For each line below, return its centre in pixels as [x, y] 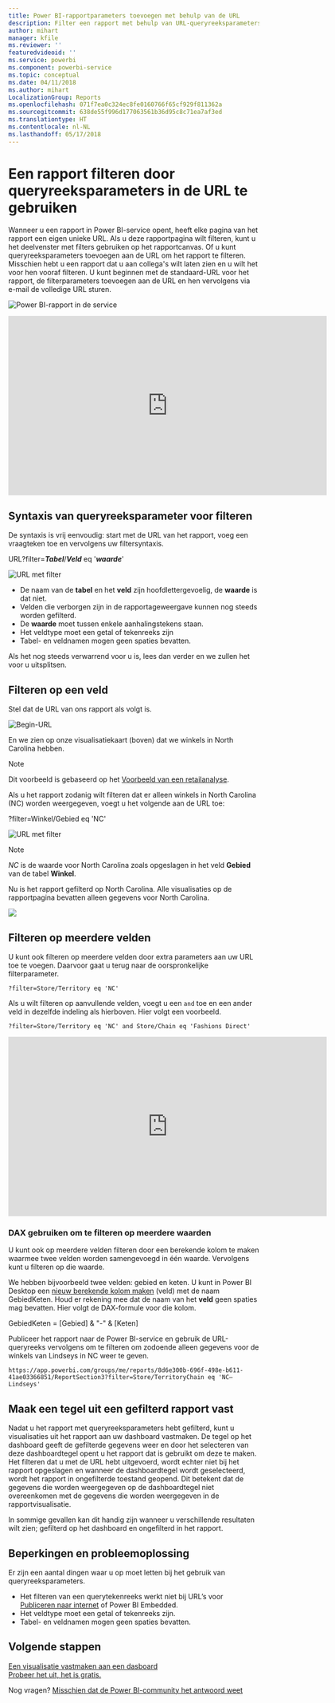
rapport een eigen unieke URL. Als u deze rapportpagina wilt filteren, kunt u [132, 238]
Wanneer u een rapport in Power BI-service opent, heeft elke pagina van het [133, 230]
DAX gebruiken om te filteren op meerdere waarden [110, 1232]
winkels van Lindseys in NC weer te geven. [78, 1356]
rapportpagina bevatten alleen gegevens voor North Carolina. [109, 897]
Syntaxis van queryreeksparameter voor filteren [130, 516]
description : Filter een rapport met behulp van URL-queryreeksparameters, [136, 23]
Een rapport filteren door [92, 173]
